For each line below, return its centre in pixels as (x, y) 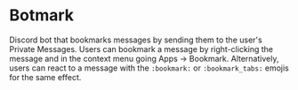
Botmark (41, 15)
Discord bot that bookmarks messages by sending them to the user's (136, 40)
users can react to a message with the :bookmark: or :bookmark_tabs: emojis (149, 68)
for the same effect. (45, 77)
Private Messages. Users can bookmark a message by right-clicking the (141, 49)
